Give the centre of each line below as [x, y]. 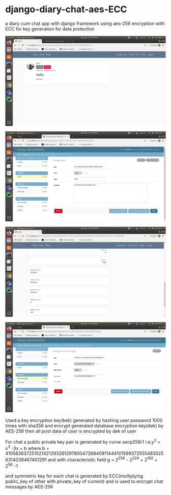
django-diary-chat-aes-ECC [66, 9]
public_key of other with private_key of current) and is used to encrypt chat [84, 481]
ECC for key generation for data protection [50, 28]
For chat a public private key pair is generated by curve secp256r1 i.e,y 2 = [83, 441]
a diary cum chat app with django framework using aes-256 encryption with [85, 23]
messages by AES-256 [29, 486]
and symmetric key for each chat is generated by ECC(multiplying [74, 476]
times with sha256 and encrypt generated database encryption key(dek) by [84, 425]
